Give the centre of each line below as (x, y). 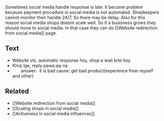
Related (17, 91)
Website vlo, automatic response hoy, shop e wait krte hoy (71, 60)
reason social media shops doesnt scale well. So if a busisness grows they (81, 23)
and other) (23, 76)
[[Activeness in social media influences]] (53, 113)
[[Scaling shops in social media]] (45, 108)
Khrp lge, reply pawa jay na (40, 65)
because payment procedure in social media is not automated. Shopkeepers (82, 12)
